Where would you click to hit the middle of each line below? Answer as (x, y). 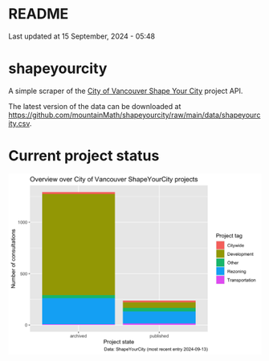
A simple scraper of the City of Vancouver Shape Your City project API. (126, 91)
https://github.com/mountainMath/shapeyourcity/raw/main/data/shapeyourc (134, 115)
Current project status (84, 156)
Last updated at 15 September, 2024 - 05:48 (82, 36)
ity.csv (19, 123)
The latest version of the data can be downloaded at (95, 106)
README (39, 14)
